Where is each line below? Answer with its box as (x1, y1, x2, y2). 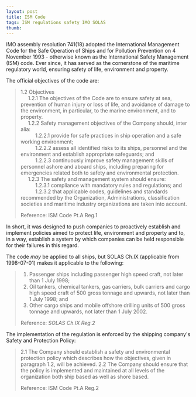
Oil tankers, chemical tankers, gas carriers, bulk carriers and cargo (29, 283, 190, 290)
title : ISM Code (6, 14, 46, 20)
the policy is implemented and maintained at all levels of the (20, 367, 165, 374)
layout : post (6, 8, 38, 15)
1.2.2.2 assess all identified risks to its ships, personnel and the (35, 145, 187, 152)
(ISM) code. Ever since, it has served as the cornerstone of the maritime (6, 60, 180, 67)
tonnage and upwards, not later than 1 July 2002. (29, 308, 148, 315)
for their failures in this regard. (6, 242, 79, 249)
